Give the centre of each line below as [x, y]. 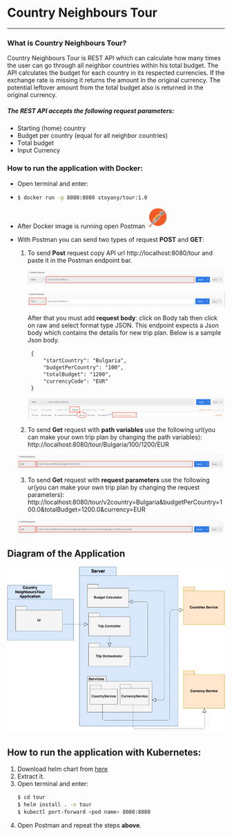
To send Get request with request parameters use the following [118, 480]
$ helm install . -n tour [54, 804]
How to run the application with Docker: [75, 168]
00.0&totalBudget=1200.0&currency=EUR [87, 510]
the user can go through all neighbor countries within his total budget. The [113, 66]
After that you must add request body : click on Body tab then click [122, 318]
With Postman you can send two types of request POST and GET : [111, 240]
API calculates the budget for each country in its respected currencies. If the [116, 73]
